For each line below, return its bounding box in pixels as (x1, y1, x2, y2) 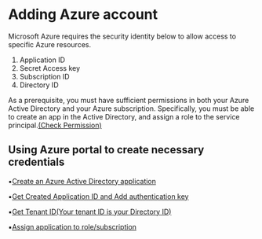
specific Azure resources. (8, 39, 92, 49)
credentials (8, 156, 65, 169)
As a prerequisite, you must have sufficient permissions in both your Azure (8, 95, 249, 105)
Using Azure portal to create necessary (8, 143, 205, 156)
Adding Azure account (8, 6, 158, 24)
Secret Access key (19, 63, 81, 72)
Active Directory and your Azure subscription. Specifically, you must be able (8, 104, 255, 113)
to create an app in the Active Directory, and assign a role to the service (8, 112, 241, 121)
